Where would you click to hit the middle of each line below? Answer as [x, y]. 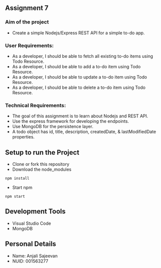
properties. [23, 137]
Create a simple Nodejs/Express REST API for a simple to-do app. [78, 33]
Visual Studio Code [32, 223]
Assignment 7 [27, 8]
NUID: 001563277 [30, 261]
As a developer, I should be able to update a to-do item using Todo [80, 77]
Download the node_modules [42, 169]
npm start [15, 197]
